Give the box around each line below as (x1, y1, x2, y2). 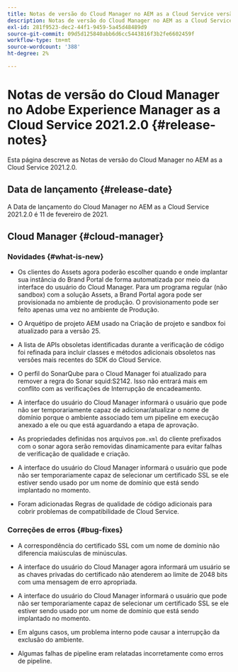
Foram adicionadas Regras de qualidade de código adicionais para (17, 500, 212, 508)
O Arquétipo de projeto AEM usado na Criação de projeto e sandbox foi (17, 319, 226, 328)
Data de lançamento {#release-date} (7, 184, 173, 196)
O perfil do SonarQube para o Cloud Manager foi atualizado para (17, 370, 207, 378)
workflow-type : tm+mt (7, 37, 72, 44)
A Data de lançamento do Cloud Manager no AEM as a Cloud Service (7, 202, 210, 211)
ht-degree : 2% (7, 50, 50, 57)
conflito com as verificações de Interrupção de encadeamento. (17, 385, 202, 393)
